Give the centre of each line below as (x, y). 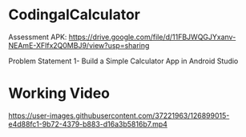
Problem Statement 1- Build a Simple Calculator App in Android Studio (123, 61)
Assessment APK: (38, 37)
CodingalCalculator (74, 15)
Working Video (59, 93)
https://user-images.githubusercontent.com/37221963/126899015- (119, 115)
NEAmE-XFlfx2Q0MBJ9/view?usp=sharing (79, 45)
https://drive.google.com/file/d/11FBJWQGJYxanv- (152, 37)
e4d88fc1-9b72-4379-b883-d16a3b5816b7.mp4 (88, 124)
